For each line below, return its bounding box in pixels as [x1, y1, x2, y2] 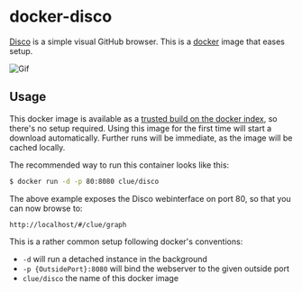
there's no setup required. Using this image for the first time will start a [9, 123, 272, 133]
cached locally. [9, 141, 66, 152]
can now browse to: [9, 203, 83, 214]
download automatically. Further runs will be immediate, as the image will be [9, 132, 293, 143]
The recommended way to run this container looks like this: [9, 160, 230, 170]
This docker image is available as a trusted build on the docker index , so [9, 113, 278, 123]
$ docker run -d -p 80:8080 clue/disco [9, 177, 160, 186]
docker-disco [9, 6, 113, 27]
